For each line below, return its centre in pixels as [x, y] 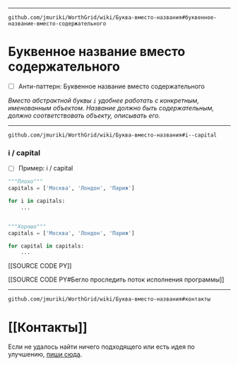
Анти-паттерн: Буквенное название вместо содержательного [112, 86]
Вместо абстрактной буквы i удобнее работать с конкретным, [104, 100]
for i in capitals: [37, 201]
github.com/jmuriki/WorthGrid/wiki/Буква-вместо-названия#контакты [109, 299]
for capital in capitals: [46, 246]
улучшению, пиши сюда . [45, 354]
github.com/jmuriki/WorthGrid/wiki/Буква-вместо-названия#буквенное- [113, 18]
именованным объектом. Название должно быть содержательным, [111, 108]
